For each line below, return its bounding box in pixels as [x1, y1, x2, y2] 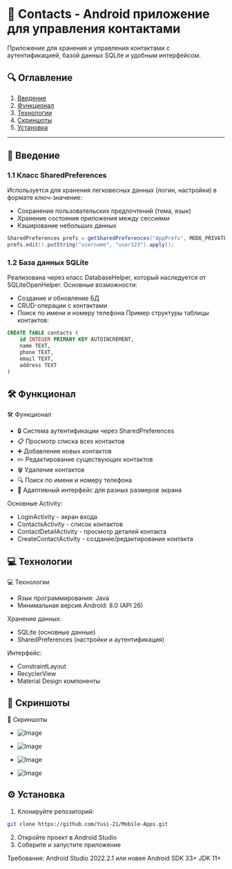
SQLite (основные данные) [17, 628, 96, 637]
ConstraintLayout [17, 662, 67, 671]
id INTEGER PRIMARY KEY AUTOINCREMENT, [19, 336, 135, 343]
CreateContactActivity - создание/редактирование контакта [17, 535, 193, 543]
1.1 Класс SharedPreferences [7, 171, 107, 180]
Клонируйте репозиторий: [17, 807, 95, 815]
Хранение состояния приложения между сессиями [17, 214, 170, 223]
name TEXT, [19, 342, 51, 350]
